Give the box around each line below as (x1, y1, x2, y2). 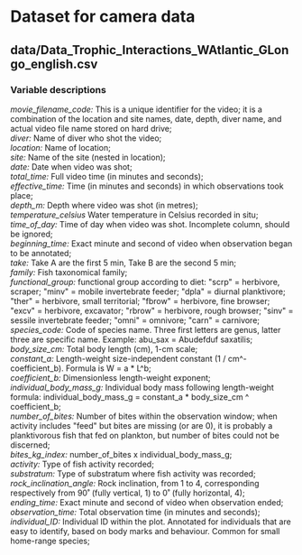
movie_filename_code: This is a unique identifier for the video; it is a (10, 104, 262, 115)
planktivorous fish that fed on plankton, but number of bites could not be (10, 430, 280, 440)
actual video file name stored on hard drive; (10, 123, 172, 134)
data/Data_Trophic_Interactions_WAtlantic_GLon (10, 42, 289, 58)
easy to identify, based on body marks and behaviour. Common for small (10, 525, 280, 536)
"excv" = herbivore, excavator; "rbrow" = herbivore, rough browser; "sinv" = (10, 305, 294, 316)
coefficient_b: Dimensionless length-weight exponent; (10, 372, 211, 383)
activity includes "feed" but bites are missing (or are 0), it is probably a (10, 420, 273, 430)
